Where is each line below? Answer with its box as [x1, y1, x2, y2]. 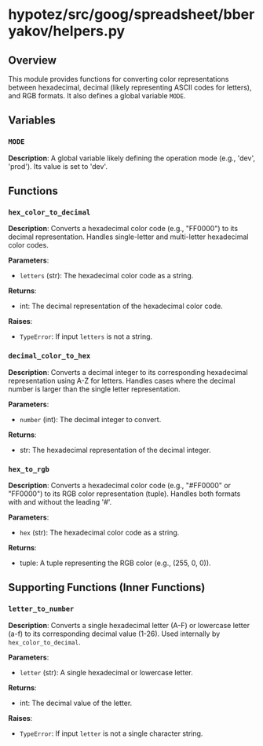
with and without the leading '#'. [8, 497, 112, 506]
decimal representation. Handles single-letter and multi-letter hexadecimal [8, 232, 249, 241]
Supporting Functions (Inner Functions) [8, 581, 206, 594]
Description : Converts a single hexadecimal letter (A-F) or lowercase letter [8, 620, 250, 630]
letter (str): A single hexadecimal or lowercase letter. [19, 667, 194, 677]
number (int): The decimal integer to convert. [19, 414, 162, 424]
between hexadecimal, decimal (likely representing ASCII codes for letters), [8, 83, 253, 92]
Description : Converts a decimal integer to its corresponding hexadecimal [8, 367, 249, 377]
